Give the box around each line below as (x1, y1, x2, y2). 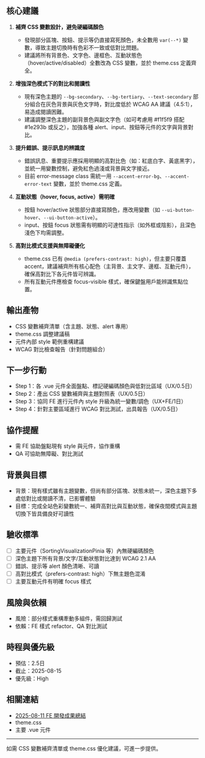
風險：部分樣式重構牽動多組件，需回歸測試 (15, 615, 123, 622)
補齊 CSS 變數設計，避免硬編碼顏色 (15, 23, 104, 31)
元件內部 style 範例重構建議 (15, 338, 84, 345)
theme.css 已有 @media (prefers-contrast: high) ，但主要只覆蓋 (24, 255, 187, 262)
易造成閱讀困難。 (24, 108, 68, 115)
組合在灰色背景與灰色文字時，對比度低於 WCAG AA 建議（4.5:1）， (29, 100, 196, 108)
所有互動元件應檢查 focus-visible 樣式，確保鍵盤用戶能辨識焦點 (24, 278, 183, 285)
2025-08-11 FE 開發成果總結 (15, 712, 87, 719)
